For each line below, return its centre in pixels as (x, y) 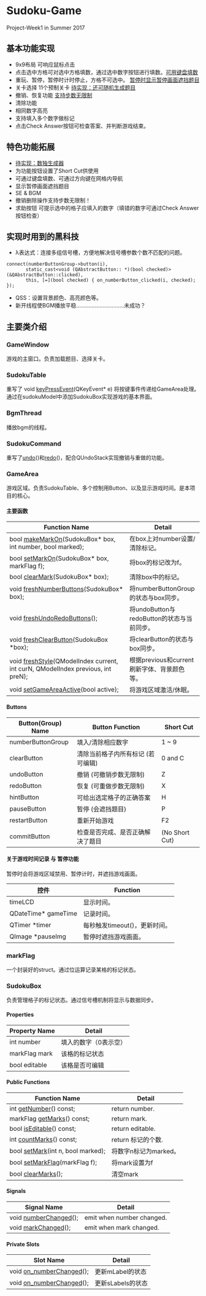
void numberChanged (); (44, 1217)
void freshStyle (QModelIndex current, (64, 661)
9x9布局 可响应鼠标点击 (45, 64)
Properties (20, 1015)
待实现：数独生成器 (40, 163)
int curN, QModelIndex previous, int (60, 669)
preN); (19, 677)
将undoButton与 (153, 609)
